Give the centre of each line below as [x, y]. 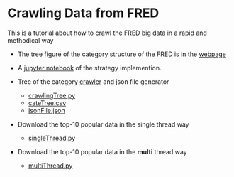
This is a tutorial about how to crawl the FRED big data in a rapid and [107, 33]
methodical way [30, 40]
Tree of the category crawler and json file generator [93, 81]
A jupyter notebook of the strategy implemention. [89, 68]
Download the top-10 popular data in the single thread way [103, 124]
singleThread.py [52, 138]
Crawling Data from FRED [83, 13]
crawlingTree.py [52, 95]
